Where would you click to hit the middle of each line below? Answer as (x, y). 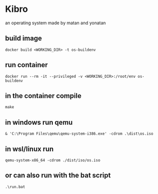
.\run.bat (15, 187)
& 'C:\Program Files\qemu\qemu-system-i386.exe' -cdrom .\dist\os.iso (79, 134)
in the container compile (43, 96)
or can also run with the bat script (58, 175)
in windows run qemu (39, 122)
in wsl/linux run (29, 149)
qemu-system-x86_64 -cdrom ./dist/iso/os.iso (53, 160)
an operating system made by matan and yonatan (56, 23)
